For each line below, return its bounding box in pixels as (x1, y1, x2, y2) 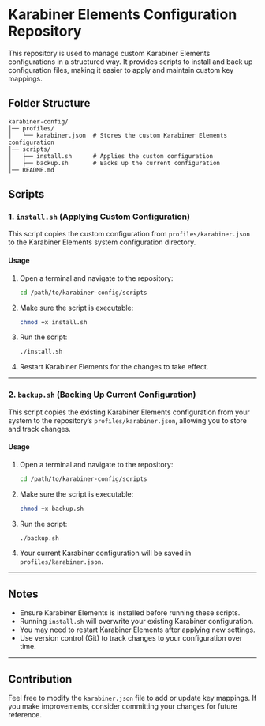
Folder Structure (8, 96, 91, 110)
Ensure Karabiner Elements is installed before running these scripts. (19, 608, 241, 618)
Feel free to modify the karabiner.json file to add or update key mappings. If (8, 694, 257, 703)
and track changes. (8, 424, 71, 433)
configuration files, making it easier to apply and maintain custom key (8, 65, 234, 74)
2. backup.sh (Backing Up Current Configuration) (8, 389, 196, 400)
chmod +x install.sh (19, 318, 88, 326)
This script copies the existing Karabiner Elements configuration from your (8, 407, 250, 417)
